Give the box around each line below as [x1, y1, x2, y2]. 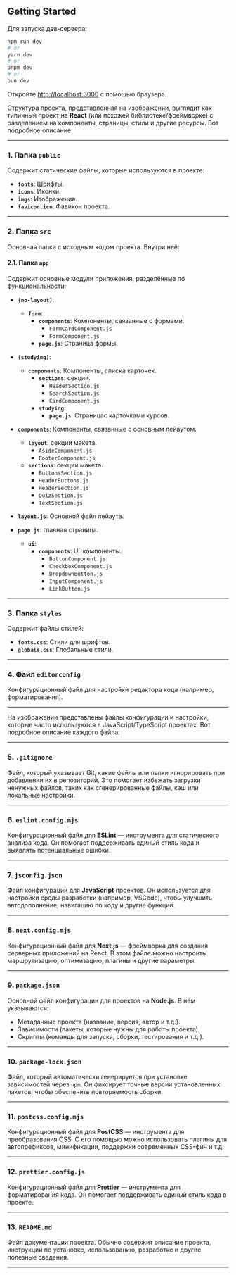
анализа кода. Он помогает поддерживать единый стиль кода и [7, 838, 200, 847]
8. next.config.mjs [7, 925, 72, 935]
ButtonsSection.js [38, 470, 93, 477]
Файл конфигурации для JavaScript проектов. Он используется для [7, 886, 211, 895]
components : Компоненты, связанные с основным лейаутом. [17, 425, 197, 433]
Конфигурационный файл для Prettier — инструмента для [7, 1183, 181, 1191]
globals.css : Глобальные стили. [17, 646, 114, 654]
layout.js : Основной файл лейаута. [17, 512, 124, 520]
